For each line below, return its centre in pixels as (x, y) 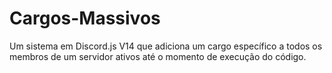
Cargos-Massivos (85, 18)
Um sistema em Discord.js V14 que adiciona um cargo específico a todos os (166, 46)
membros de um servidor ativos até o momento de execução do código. (158, 56)
